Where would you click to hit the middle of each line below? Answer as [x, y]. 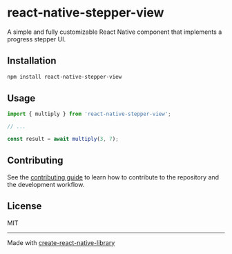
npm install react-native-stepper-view [65, 77]
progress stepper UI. [37, 39]
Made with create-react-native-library [61, 242]
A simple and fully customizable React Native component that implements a [115, 32]
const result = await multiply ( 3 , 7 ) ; [63, 139]
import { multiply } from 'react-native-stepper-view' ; [89, 114]
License [25, 206]
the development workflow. [46, 184]
